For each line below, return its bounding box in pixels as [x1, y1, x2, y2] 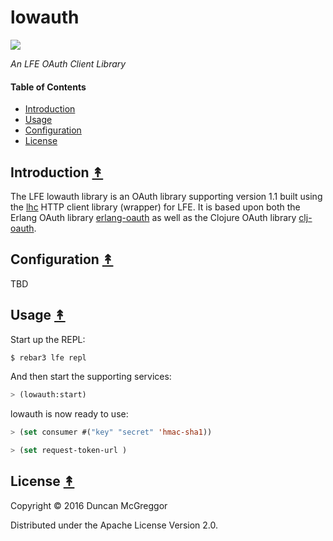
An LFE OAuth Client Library [10, 57, 127, 70]
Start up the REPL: [10, 333, 86, 345]
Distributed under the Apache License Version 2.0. [10, 519, 219, 531]
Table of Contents [10, 81, 87, 93]
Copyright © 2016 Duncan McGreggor [10, 499, 168, 511]
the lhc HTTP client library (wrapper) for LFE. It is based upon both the [10, 201, 301, 213]
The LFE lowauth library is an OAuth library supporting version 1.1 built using [10, 190, 323, 202]
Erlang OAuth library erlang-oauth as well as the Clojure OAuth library [10, 211, 297, 223]
